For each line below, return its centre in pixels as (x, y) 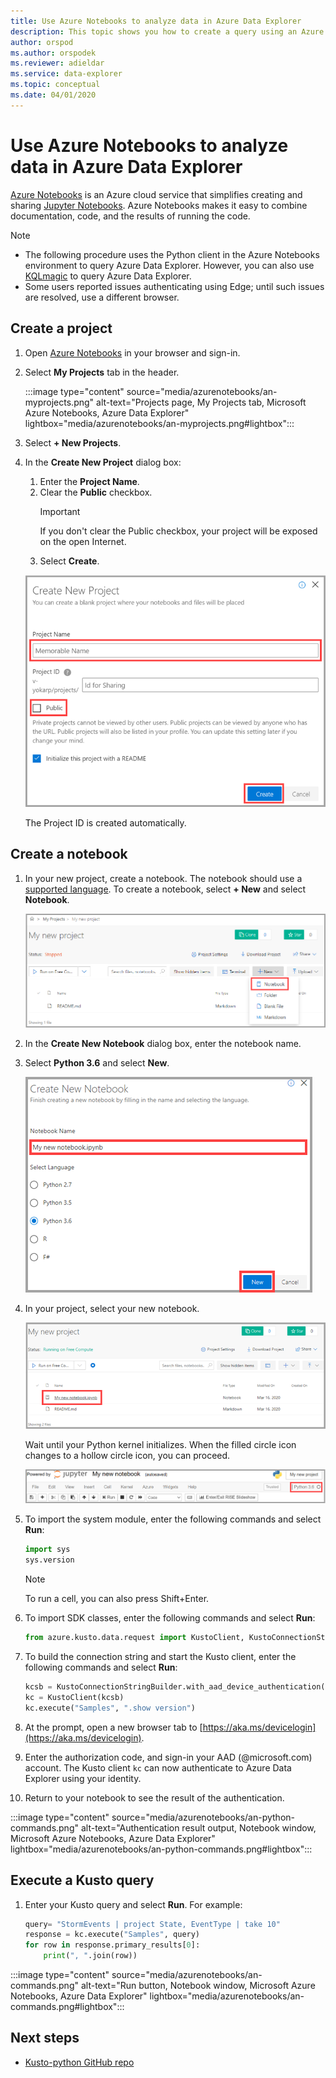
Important (60, 511)
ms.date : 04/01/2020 (53, 95)
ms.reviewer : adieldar (57, 63)
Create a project (61, 328)
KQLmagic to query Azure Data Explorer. (108, 276)
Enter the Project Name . (89, 481)
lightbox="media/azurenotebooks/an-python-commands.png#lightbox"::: (161, 1849)
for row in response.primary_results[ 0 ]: (112, 1945)
